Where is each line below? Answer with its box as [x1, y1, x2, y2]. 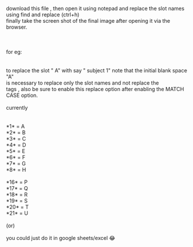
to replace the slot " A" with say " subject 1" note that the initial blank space [6, 67, 187, 74]
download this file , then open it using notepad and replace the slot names [6, 5, 185, 12]
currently [6, 105, 28, 111]
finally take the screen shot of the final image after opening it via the [6, 18, 171, 24]
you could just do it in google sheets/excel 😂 [6, 235, 116, 241]
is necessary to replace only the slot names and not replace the [6, 79, 159, 86]
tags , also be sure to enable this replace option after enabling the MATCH [6, 86, 184, 92]
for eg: [6, 48, 22, 55]
